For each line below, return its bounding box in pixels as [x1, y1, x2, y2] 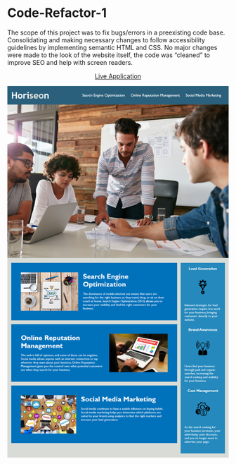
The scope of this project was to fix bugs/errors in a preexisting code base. [7, 28, 225, 37]
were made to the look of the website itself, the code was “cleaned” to [7, 51, 211, 59]
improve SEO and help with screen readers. [7, 58, 133, 66]
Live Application [94, 72, 142, 80]
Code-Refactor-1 [7, 5, 107, 21]
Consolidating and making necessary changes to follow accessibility [7, 35, 206, 44]
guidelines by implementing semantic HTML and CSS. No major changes [7, 43, 218, 51]
